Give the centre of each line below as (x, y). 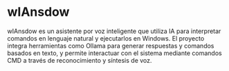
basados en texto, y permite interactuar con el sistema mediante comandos (115, 53)
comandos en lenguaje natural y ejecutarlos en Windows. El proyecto (106, 38)
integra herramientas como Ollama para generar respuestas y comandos (111, 45)
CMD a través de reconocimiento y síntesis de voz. (80, 60)
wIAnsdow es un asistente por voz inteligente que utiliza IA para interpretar (114, 31)
